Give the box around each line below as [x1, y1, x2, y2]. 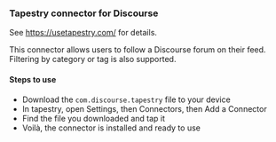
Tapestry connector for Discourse [9, 7, 159, 20]
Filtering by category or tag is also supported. [9, 54, 177, 65]
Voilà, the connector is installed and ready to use [21, 122, 201, 133]
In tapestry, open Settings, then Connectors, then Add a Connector [21, 103, 268, 114]
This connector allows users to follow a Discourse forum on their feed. [9, 44, 266, 55]
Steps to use [9, 74, 57, 84]
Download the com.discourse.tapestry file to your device [21, 94, 231, 105]
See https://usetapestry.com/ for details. [9, 28, 158, 38]
